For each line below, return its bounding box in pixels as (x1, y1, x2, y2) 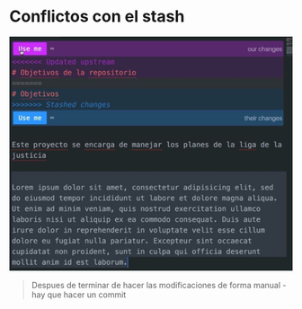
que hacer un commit (47, 289, 127, 300)
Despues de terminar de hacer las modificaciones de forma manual (31, 279, 281, 290)
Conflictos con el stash (9, 6, 185, 27)
